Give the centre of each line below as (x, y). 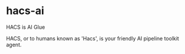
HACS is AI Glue (26, 27)
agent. (14, 45)
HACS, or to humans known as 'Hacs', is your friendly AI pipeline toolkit (93, 38)
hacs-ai (25, 11)
